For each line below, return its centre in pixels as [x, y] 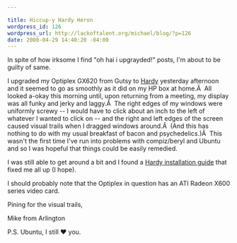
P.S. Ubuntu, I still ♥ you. [44, 232]
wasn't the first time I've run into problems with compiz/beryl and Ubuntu [114, 141]
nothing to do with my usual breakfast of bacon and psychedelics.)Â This [115, 134]
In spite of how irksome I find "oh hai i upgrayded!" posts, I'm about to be [114, 60]
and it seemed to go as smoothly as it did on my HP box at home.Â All [110, 88]
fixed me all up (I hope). [42, 170]
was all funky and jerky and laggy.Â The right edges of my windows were [115, 104]
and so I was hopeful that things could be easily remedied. [93, 148]
